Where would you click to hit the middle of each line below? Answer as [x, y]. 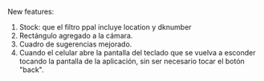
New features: [31, 12]
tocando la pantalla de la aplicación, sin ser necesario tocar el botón [132, 61]
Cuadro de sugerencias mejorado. [75, 44]
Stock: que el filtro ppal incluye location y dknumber [105, 27]
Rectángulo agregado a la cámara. [76, 36]
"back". [31, 70]
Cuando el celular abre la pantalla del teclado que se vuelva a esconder [137, 53]
